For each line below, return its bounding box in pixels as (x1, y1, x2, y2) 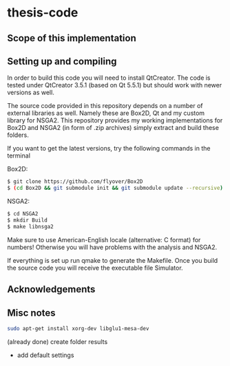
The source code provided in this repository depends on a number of (7, 102, 203, 110)
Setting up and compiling (7, 55, 117, 67)
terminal (7, 151, 31, 160)
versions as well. (7, 88, 55, 97)
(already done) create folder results (7, 337, 108, 345)
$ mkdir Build (7, 217, 48, 224)
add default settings (17, 351, 74, 359)
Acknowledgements (7, 283, 96, 295)
